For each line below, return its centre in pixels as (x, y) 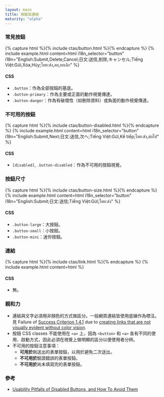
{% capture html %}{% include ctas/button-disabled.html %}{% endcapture (82, 125)
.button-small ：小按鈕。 (37, 231)
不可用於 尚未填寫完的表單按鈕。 (52, 364)
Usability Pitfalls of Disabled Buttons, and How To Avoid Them (75, 389)
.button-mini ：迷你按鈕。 (38, 237)
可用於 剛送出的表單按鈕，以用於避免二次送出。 (67, 352)
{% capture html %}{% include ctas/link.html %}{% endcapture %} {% (77, 262)
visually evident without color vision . (49, 327)
